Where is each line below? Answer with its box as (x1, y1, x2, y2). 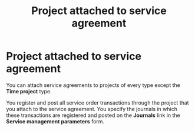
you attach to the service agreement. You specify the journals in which (6, 105, 178, 112)
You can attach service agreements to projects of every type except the (6, 81, 181, 89)
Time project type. (6, 88, 52, 95)
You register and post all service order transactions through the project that (6, 99, 190, 106)
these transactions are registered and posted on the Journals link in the (6, 112, 181, 119)
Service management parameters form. (6, 117, 105, 125)
